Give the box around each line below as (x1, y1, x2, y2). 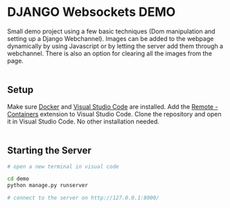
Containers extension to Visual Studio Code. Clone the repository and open (7, 110, 222, 118)
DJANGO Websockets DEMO (7, 4, 176, 20)
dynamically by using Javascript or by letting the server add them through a (7, 42, 224, 50)
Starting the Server (7, 145, 92, 157)
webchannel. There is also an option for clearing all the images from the (7, 49, 213, 58)
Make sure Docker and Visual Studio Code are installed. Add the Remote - (7, 102, 218, 111)
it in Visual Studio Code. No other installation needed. (7, 117, 160, 125)
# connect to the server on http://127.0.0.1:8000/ (7, 195, 159, 202)
